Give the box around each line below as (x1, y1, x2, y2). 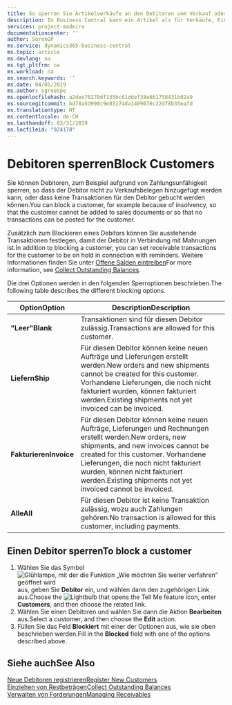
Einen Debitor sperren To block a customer (7, 545, 192, 557)
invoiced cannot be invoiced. (80, 484, 174, 494)
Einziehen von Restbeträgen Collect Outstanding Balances (7, 683, 171, 691)
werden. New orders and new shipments (80, 361, 210, 371)
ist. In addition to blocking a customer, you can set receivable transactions (7, 244, 217, 252)
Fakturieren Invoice (10, 449, 75, 459)
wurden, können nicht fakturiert (80, 467, 183, 476)
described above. (17, 637, 68, 645)
